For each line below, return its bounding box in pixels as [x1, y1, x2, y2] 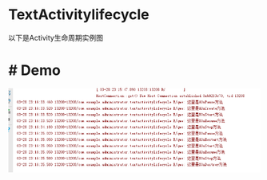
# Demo [8, 61, 62, 80]
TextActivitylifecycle [8, 6, 149, 24]
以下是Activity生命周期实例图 [8, 33, 104, 42]
